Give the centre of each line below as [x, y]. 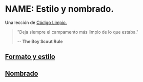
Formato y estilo [30, 57]
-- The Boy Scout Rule [40, 41]
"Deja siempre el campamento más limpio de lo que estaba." [78, 32]
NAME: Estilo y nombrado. [59, 9]
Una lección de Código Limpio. [36, 22]
